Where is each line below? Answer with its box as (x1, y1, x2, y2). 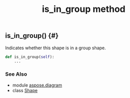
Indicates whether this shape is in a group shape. (5, 45, 106, 51)
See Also (5, 71, 27, 78)
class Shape (12, 87, 38, 93)
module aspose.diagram (12, 82, 62, 88)
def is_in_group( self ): (5, 54, 55, 59)
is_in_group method (42, 3, 126, 15)
